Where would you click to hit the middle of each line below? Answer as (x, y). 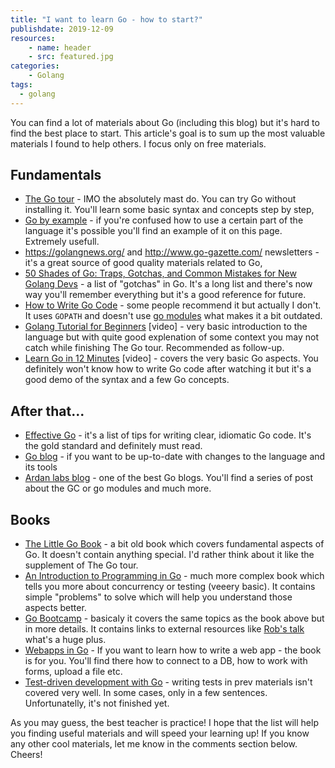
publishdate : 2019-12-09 (62, 29)
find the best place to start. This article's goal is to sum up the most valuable (168, 133)
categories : (35, 66)
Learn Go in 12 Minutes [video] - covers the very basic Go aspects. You (171, 358)
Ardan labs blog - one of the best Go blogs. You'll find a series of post (168, 478)
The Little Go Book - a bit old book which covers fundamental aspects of (174, 544)
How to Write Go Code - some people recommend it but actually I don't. (173, 305)
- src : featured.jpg (71, 57)
